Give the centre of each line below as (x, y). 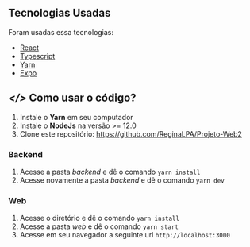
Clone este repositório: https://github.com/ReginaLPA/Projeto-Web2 (131, 133)
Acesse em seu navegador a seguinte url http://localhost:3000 (125, 235)
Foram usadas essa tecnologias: (61, 32)
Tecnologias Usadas (60, 13)
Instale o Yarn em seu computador (76, 117)
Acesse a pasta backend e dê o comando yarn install (110, 172)
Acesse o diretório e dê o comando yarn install (100, 218)
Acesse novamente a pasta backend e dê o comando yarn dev (122, 180)
